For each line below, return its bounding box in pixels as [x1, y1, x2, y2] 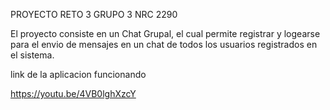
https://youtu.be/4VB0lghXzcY [10, 88, 137, 99]
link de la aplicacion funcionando [10, 69, 147, 80]
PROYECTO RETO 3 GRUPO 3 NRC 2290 [10, 9, 178, 20]
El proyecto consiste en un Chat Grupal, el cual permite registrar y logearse [10, 28, 321, 39]
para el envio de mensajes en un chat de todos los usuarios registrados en [10, 39, 318, 50]
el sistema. [10, 49, 55, 61]
